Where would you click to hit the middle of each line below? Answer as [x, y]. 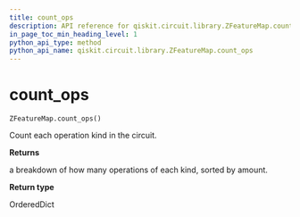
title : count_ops [42, 17]
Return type [32, 188]
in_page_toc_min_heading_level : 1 [74, 34]
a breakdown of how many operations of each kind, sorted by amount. [138, 170]
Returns [25, 153]
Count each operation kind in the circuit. [83, 136]
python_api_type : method [55, 42]
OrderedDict [32, 204]
